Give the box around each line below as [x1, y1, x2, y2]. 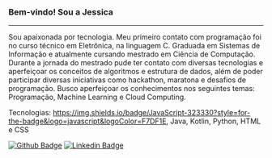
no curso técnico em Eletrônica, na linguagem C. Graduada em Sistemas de [8, 41, 261, 51]
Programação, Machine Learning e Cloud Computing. [8, 92, 186, 102]
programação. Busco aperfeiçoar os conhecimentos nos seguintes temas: [8, 84, 255, 94]
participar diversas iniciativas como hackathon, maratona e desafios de [8, 75, 247, 85]
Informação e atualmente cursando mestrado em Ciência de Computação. [8, 49, 256, 59]
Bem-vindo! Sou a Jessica [8, 6, 113, 18]
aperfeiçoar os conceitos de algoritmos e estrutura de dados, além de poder [8, 67, 263, 77]
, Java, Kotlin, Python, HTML [165, 116, 261, 127]
